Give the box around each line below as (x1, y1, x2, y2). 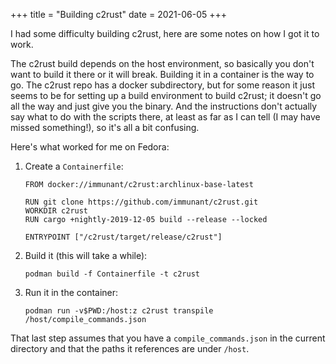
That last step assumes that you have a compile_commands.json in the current (10, 332, 326, 344)
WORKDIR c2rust (24, 206, 89, 216)
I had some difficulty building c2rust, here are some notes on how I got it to (10, 28, 320, 39)
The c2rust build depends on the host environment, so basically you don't (10, 58, 315, 69)
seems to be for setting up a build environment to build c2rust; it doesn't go (10, 90, 322, 101)
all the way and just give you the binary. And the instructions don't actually (10, 100, 318, 112)
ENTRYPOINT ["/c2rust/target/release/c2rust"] (24, 232, 223, 242)
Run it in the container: (24, 287, 119, 298)
